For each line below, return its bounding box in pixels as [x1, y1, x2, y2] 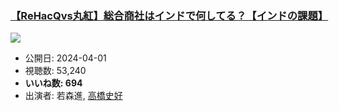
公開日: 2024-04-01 [24, 52, 107, 64]
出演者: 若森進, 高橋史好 [24, 90, 123, 102]
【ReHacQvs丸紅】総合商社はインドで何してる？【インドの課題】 [10, 8, 329, 22]
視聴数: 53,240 [24, 65, 87, 77]
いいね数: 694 [24, 77, 83, 89]
